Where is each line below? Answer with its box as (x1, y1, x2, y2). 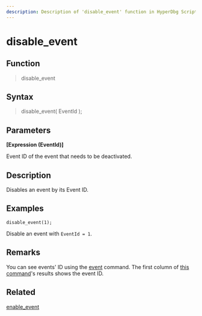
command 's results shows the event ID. (6, 270, 104, 277)
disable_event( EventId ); (20, 108, 82, 115)
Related (6, 287, 36, 297)
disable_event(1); (6, 219, 52, 225)
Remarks (6, 248, 41, 258)
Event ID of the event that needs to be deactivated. (6, 153, 132, 160)
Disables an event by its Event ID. (6, 186, 89, 193)
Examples (6, 204, 44, 214)
